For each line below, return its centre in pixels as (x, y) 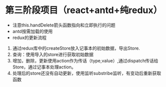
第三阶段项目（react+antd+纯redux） (84, 10)
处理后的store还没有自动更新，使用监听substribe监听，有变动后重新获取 (87, 73)
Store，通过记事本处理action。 (44, 67)
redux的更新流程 (29, 37)
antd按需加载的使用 (32, 31)
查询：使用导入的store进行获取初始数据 (53, 54)
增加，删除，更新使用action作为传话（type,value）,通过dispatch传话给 (85, 60)
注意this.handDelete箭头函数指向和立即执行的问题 (64, 25)
